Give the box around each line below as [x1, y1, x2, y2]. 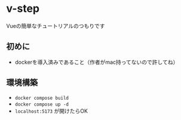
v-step [6, 2, 40, 16]
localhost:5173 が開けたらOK [14, 107, 88, 115]
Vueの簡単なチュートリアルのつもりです [6, 22, 105, 29]
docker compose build [14, 95, 69, 101]
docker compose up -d [14, 101, 69, 107]
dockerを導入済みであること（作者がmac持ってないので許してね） [14, 59, 179, 66]
